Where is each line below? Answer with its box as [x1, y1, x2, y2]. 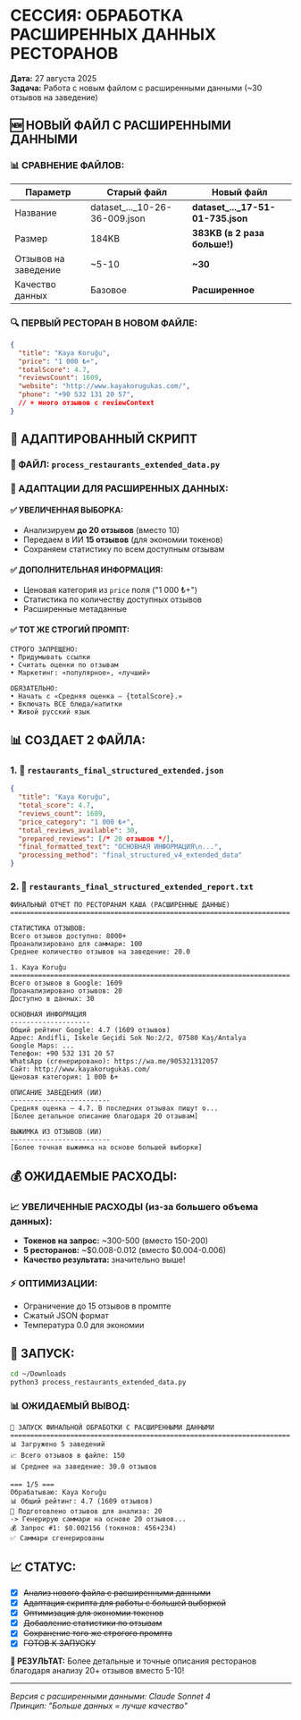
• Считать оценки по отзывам [10, 660, 119, 669]
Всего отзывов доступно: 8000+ [10, 932, 127, 941]
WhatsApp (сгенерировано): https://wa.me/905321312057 [10, 1057, 219, 1066]
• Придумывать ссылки [10, 652, 91, 662]
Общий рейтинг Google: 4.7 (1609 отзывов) [10, 1026, 171, 1035]
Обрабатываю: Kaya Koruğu [10, 1488, 106, 1497]
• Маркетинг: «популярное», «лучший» [10, 668, 151, 677]
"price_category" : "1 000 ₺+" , [18, 818, 135, 826]
